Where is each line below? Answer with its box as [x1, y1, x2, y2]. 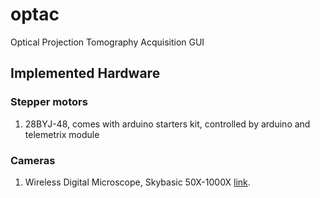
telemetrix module [24, 128, 100, 140]
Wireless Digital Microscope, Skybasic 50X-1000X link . [24, 176, 251, 188]
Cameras [10, 153, 56, 167]
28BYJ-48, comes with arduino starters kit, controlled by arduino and [24, 118, 311, 130]
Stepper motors [10, 95, 88, 109]
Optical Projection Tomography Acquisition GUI [10, 36, 205, 48]
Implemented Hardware [10, 65, 161, 82]
